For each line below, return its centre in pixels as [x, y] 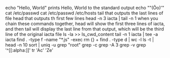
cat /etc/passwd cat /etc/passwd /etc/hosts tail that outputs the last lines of [84, 13]
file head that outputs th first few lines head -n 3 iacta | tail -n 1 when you [82, 18]
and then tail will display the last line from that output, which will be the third [84, 29]
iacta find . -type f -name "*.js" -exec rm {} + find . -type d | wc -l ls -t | [79, 39]
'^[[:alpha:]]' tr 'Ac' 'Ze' [29, 50]
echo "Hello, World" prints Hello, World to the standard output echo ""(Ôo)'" [85, 8]
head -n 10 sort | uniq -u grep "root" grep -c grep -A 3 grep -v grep [76, 45]
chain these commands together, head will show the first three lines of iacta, [85, 23]
